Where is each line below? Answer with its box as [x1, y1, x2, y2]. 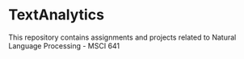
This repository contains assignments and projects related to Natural [8, 32, 237, 42]
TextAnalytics [8, 6, 105, 24]
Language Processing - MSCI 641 [8, 40, 120, 50]
